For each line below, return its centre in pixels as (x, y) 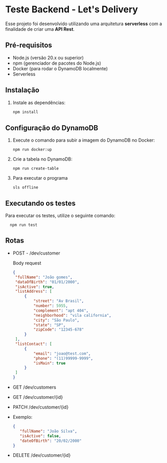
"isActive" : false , (40, 436)
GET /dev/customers (34, 387)
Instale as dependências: (39, 102)
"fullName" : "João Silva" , (49, 431)
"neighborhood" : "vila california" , (72, 315)
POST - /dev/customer (36, 253)
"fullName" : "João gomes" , (44, 277)
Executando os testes (40, 203)
